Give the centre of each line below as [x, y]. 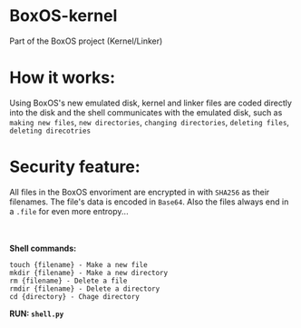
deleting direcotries [50, 131]
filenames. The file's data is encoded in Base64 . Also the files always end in [149, 202]
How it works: [63, 78]
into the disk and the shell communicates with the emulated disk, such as [146, 112]
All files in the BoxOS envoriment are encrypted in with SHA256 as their [140, 192]
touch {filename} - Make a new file [78, 264]
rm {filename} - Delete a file [68, 281]
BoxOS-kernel [63, 16]
